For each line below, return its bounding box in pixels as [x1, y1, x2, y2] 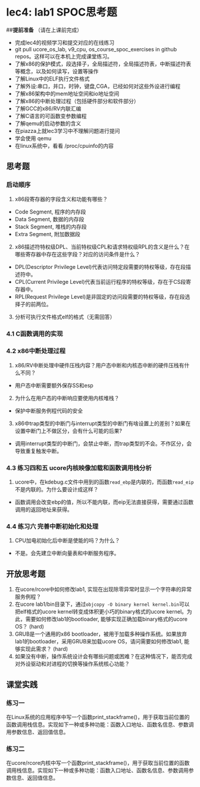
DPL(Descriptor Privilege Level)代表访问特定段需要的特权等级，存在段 [14, 263, 186, 270]
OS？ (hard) [14, 623, 45, 630]
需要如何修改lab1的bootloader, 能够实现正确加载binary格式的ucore [25, 615, 187, 623]
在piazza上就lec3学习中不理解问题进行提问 [14, 127, 120, 134]
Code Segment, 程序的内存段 [14, 208, 86, 215]
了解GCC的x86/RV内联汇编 [14, 105, 82, 112]
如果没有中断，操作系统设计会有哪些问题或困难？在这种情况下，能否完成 [14, 653, 192, 660]
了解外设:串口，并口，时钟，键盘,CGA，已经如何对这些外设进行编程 [14, 82, 180, 89]
